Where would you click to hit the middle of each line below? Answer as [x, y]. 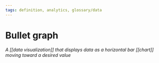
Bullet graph [32, 35]
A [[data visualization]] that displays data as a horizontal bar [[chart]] [79, 50]
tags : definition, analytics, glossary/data [54, 10]
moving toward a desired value [38, 55]
